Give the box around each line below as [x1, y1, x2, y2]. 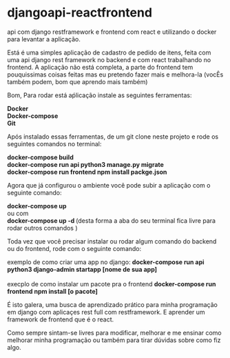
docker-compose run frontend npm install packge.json [7, 168, 167, 176]
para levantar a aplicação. [7, 34, 81, 43]
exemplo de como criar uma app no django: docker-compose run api [7, 257, 205, 266]
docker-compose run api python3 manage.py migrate [7, 160, 164, 168]
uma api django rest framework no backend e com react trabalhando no [7, 55, 211, 63]
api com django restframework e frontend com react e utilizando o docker [7, 28, 217, 36]
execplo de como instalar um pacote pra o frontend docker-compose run [7, 279, 216, 288]
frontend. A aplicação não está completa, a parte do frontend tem [7, 63, 194, 71]
